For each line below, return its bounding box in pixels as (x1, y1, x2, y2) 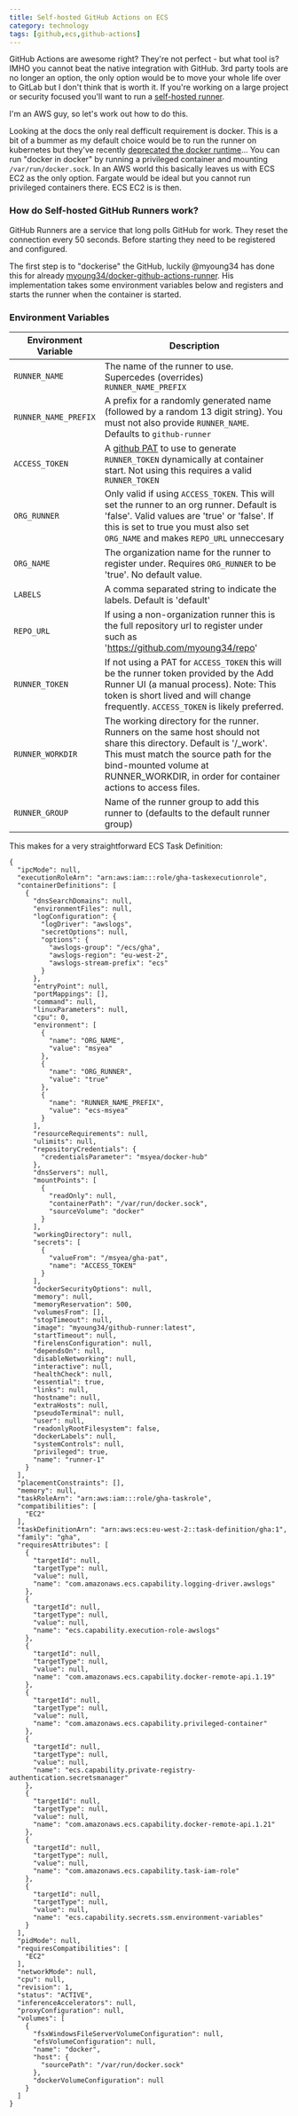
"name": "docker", (32, 2045, 101, 2054)
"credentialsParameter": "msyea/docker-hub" (41, 1152, 208, 1162)
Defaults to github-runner (104, 427, 212, 440)
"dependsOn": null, (32, 1346, 105, 1355)
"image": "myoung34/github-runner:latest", (32, 1323, 197, 1332)
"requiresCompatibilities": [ (17, 1944, 129, 1953)
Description (169, 339, 220, 351)
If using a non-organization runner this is (104, 608, 276, 621)
